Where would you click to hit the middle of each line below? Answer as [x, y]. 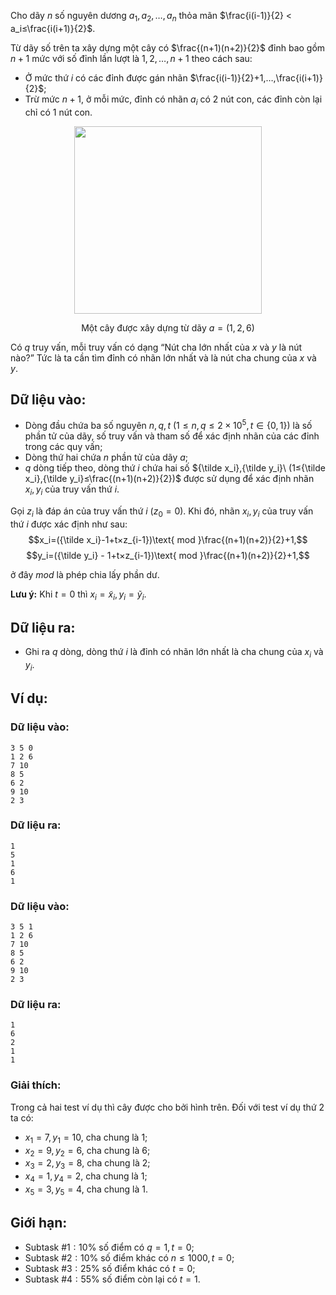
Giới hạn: [39, 1223]
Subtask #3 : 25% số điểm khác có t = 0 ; [110, 1268]
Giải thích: [36, 1085]
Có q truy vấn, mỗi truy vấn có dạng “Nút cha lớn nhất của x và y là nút [156, 347]
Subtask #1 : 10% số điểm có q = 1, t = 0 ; [109, 1247]
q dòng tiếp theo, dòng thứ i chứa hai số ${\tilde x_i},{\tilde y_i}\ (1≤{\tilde [175, 468]
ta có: [22, 1117]
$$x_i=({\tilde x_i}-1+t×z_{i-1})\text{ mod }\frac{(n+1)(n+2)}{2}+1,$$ [168, 539]
